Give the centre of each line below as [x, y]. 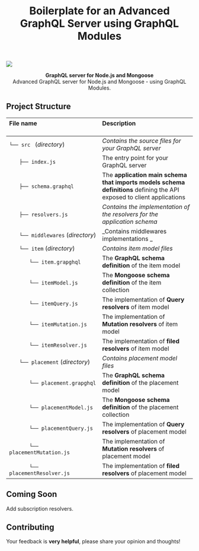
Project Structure [38, 107]
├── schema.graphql [46, 186]
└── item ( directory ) [47, 248]
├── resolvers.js [44, 214]
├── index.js [38, 162]
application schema [130, 221]
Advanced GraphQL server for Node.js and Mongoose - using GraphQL [99, 81]
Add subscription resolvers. [40, 508]
